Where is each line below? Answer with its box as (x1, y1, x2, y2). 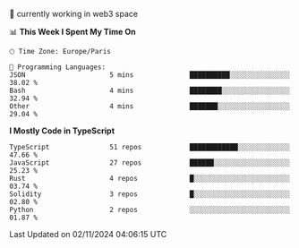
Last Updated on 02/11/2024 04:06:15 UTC (9, 229, 167, 239)
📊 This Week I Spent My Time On (9, 27, 136, 37)
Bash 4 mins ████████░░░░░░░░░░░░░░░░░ (9, 86, 291, 95)
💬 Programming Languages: (9, 63, 106, 72)
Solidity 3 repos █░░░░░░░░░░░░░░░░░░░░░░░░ (9, 190, 291, 199)
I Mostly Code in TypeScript (9, 125, 115, 136)
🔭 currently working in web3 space (9, 9, 139, 19)
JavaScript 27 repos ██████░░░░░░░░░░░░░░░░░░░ (9, 158, 291, 167)
